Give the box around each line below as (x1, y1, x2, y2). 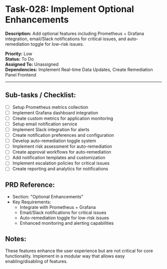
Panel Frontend (5, 72, 36, 78)
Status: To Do (5, 56, 34, 62)
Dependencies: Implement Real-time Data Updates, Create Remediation (5, 66, 153, 73)
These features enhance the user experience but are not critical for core (5, 248, 153, 254)
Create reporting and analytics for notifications (12, 166, 108, 172)
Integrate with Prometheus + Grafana (19, 204, 96, 210)
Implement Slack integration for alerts (12, 127, 89, 132)
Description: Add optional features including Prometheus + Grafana (5, 30, 144, 36)
